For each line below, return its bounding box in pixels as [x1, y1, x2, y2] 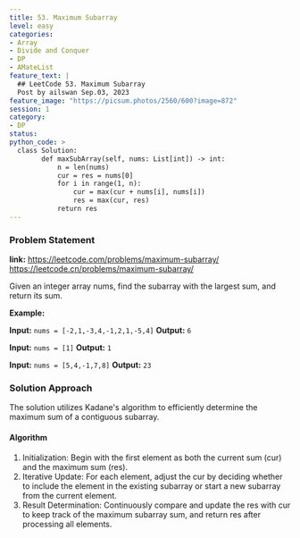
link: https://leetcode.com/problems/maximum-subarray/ [9, 254, 220, 265]
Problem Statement [9, 233, 96, 246]
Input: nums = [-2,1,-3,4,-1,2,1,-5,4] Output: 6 [9, 325, 192, 336]
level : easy [9, 21, 54, 30]
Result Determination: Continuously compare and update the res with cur [21, 500, 291, 510]
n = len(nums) [56, 163, 110, 172]
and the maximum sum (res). [21, 461, 129, 472]
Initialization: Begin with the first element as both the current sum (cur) [21, 452, 282, 463]
